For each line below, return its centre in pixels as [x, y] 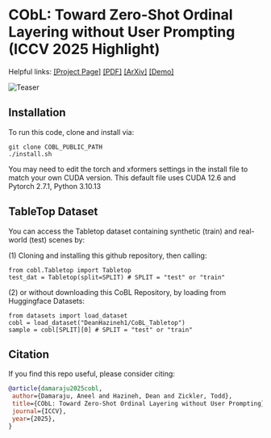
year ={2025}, [34, 419]
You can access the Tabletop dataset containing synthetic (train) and [123, 231]
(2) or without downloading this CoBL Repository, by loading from [117, 292]
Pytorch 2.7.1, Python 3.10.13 [55, 186]
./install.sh [30, 154]
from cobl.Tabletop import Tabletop [70, 270]
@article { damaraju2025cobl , [56, 389]
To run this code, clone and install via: [71, 132]
